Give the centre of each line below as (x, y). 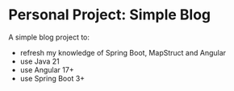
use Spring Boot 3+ (52, 78)
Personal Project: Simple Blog (110, 15)
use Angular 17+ (47, 69)
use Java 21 (40, 61)
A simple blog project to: (49, 37)
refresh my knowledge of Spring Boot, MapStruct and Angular (123, 52)
